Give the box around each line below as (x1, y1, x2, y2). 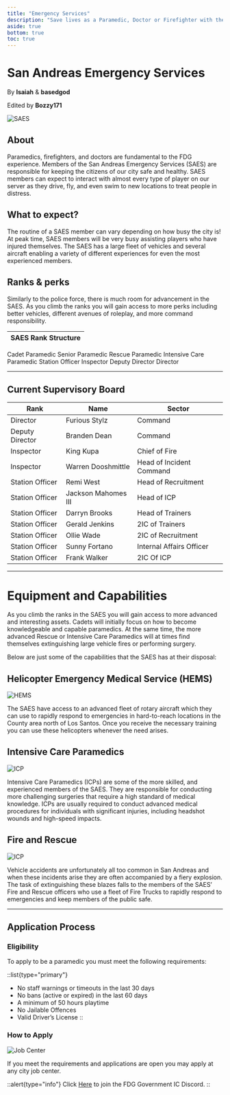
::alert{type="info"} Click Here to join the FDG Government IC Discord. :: (7, 1080, 211, 1088)
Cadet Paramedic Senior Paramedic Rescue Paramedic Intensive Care (7, 350, 204, 358)
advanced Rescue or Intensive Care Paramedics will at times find (7, 633, 190, 641)
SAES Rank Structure (10, 332, 81, 342)
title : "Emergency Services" (7, 10, 90, 17)
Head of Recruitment (136, 477, 204, 487)
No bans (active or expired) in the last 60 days (16, 991, 149, 1000)
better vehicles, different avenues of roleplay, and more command (7, 309, 193, 317)
